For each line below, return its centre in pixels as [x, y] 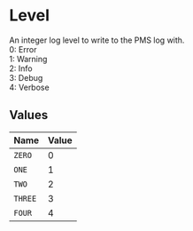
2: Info [21, 68]
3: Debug [26, 77]
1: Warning [28, 59]
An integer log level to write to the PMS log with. [97, 40]
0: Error [23, 49]
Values [29, 115]
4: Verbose [30, 87]
